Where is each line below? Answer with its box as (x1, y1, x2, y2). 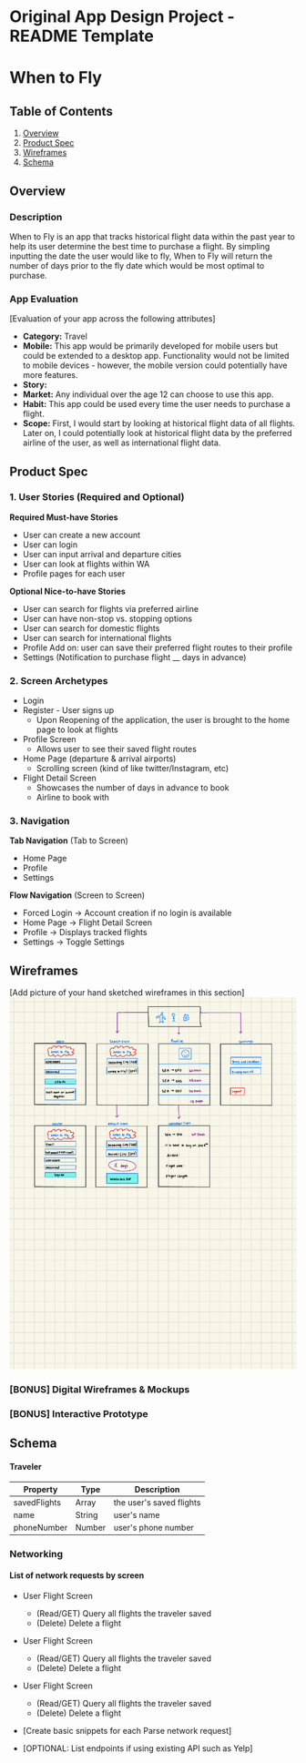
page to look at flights (36, 724, 118, 735)
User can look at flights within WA (22, 558, 150, 569)
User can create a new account (22, 529, 141, 540)
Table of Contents (9, 103, 114, 119)
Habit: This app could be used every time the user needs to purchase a (22, 399, 291, 410)
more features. (22, 370, 79, 381)
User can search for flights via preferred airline (22, 603, 199, 614)
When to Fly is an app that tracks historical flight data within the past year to (9, 230, 296, 242)
